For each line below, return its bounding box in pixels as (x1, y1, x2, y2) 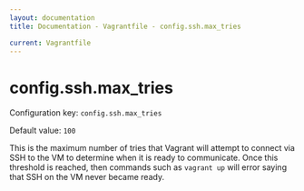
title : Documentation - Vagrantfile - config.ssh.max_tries (9, 22, 242, 31)
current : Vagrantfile (9, 38, 92, 47)
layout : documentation (9, 13, 95, 23)
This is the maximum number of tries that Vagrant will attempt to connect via (9, 143, 295, 154)
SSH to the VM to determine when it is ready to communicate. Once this (9, 152, 279, 164)
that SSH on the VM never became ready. (9, 172, 165, 183)
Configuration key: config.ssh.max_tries (9, 107, 162, 118)
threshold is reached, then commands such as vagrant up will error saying (9, 162, 288, 173)
